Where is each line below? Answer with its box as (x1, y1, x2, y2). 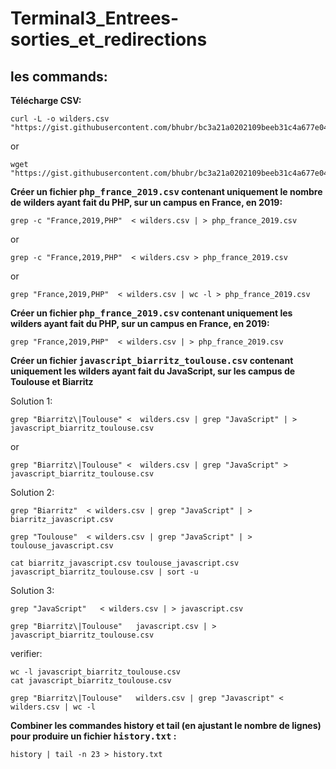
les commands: (10, 68, 108, 85)
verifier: (10, 648, 43, 659)
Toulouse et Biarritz (10, 376, 94, 387)
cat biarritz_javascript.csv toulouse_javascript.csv (10, 558, 240, 568)
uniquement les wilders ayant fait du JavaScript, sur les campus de (10, 365, 296, 377)
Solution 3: (10, 585, 55, 596)
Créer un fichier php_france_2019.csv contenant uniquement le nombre (10, 186, 323, 197)
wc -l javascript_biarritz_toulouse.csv (10, 667, 182, 677)
